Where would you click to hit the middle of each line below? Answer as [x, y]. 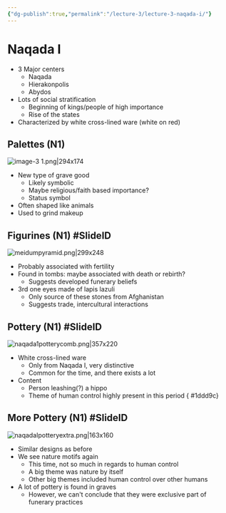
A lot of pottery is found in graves [67, 487]
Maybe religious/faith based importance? [89, 190]
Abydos [40, 92]
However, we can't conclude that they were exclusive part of [117, 494]
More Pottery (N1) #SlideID [68, 418]
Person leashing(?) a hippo [68, 388]
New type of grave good [53, 175]
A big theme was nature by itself [76, 472]
